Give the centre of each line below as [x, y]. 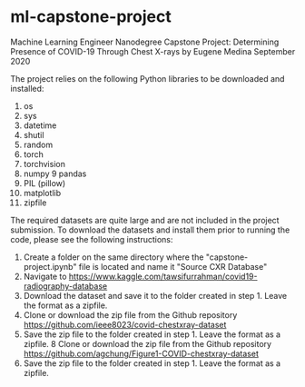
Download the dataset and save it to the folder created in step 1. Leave [155, 295]
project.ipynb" [50, 266]
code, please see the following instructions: [92, 239]
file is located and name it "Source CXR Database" [173, 266]
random [38, 144]
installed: [27, 88]
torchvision [44, 164]
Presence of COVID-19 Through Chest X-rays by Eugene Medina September [153, 51]
